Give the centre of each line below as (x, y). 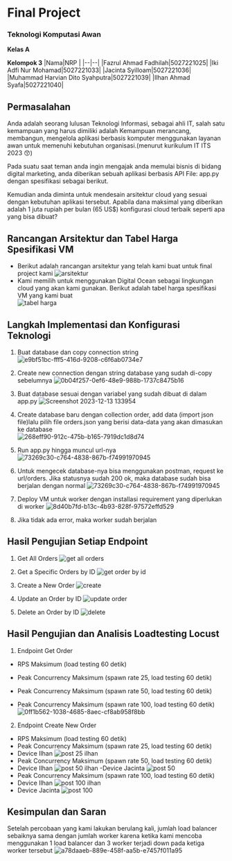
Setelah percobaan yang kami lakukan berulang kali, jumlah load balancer (112, 828)
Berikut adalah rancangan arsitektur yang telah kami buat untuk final (115, 266)
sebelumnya (35, 380)
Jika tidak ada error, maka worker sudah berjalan (87, 520)
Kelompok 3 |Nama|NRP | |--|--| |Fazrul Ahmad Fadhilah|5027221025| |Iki (113, 63)
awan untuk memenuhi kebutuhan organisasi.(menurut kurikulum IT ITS (109, 146)
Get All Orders (37, 558)
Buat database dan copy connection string (78, 352)
